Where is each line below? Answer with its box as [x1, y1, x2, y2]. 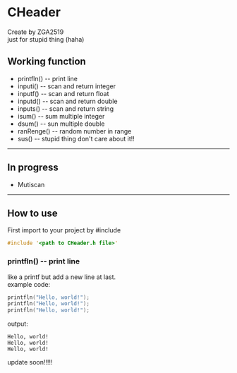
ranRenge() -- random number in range [17, 126, 132, 135]
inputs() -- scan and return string [17, 104, 114, 113]
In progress [7, 162, 59, 174]
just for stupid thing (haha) [7, 35, 85, 43]
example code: [7, 280, 51, 288]
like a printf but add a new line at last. [7, 273, 116, 281]
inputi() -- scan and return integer [17, 82, 116, 90]
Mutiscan [17, 180, 45, 189]
